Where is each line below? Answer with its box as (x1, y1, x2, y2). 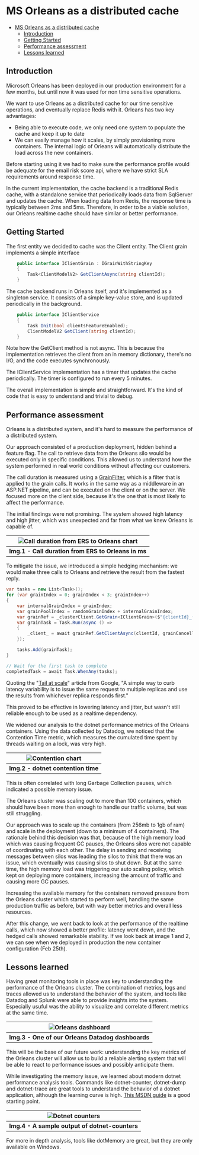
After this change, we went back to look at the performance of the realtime (6, 920, 188, 927)
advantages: (6, 112, 37, 119)
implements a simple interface (6, 249, 80, 256)
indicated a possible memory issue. (6, 786, 93, 793)
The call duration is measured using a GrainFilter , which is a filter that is (6, 474, 181, 481)
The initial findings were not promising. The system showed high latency (6, 511, 183, 518)
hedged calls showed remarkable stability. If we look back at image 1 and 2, (6, 932, 191, 939)
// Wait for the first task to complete (6, 663, 108, 669)
